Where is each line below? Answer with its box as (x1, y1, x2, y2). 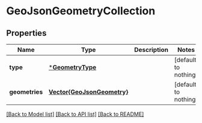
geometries (9, 88, 43, 96)
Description (134, 46, 168, 54)
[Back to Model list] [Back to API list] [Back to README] (6, 110, 144, 118)
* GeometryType (48, 63, 97, 71)
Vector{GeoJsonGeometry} (48, 88, 129, 96)
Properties (6, 28, 47, 38)
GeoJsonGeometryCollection (6, 4, 156, 18)
